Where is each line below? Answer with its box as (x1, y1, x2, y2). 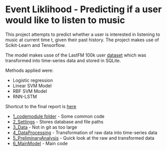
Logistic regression (12, 77, 53, 83)
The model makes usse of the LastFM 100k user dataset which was (5, 52, 147, 58)
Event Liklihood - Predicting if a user (5, 4, 162, 15)
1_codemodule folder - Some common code (12, 113, 105, 119)
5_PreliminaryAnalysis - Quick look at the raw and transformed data (12, 135, 154, 141)
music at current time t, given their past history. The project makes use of (5, 37, 159, 43)
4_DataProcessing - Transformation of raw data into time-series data (12, 129, 158, 136)
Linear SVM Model (12, 83, 52, 89)
